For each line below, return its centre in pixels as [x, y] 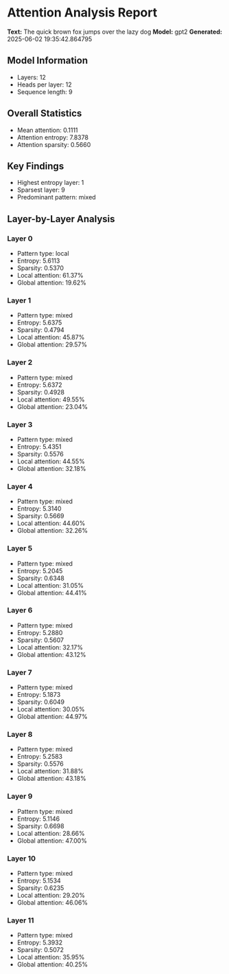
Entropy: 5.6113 [38, 261]
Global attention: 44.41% [52, 593]
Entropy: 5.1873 [39, 695]
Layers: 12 [31, 77]
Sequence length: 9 [45, 91]
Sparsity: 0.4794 [41, 330]
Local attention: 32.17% [50, 647]
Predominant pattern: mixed [56, 197]
